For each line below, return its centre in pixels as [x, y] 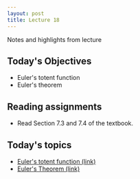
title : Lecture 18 [33, 20]
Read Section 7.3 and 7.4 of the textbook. [75, 123]
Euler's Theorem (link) [48, 169]
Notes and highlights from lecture [54, 39]
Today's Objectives [49, 61]
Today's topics [39, 145]
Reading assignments [55, 106]
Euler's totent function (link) [56, 161]
